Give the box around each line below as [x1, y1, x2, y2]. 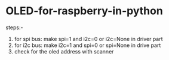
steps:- [5, 24, 23, 31]
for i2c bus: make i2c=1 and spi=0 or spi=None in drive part [14, 42, 161, 49]
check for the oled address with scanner [14, 48, 114, 55]
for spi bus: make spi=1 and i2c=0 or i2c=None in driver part [14, 35, 163, 42]
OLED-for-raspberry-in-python [5, 4, 164, 18]
